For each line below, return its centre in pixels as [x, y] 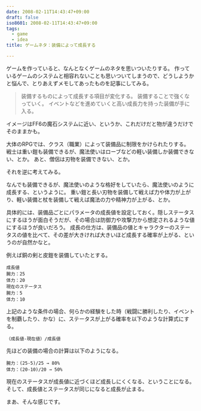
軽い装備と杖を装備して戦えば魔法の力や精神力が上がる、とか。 [95, 199]
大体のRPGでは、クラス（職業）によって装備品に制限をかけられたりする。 [98, 144]
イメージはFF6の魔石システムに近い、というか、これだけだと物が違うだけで [100, 124]
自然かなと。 [38, 242]
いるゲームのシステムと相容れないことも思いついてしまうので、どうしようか [100, 76]
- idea [20, 40]
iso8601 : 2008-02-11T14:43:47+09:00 [52, 23]
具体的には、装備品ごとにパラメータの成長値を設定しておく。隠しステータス [100, 212]
